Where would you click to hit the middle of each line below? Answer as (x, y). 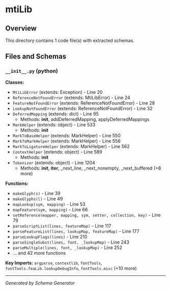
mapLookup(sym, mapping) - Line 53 (49, 204)
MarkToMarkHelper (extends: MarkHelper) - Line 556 (66, 141)
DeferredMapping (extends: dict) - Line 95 (56, 114)
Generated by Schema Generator (40, 283)
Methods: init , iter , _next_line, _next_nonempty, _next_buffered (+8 (91, 168)
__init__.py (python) (32, 71)
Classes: (15, 82)
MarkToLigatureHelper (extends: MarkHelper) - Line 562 (71, 146)
